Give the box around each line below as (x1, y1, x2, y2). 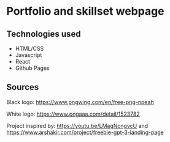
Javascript (15, 51, 42, 59)
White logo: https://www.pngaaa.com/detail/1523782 (6, 110, 140, 118)
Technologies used (6, 29, 81, 39)
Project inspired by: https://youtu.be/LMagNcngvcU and (6, 122, 149, 129)
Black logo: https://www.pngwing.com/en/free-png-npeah (6, 98, 155, 105)
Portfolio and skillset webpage (6, 4, 164, 18)
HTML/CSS (15, 45, 44, 52)
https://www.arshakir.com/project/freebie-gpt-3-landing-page (6, 129, 164, 136)
